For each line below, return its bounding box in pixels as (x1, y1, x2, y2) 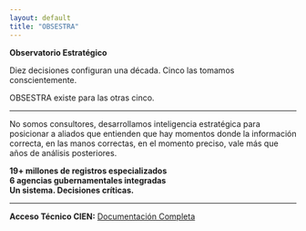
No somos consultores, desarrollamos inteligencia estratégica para (9, 118, 261, 129)
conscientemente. (9, 74, 77, 85)
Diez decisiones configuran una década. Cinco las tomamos (9, 65, 235, 76)
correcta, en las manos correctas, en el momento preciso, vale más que (9, 138, 280, 149)
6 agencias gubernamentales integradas (9, 174, 167, 185)
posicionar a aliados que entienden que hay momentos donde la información (9, 128, 298, 139)
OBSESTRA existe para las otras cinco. (9, 92, 155, 103)
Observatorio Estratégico (9, 47, 107, 58)
